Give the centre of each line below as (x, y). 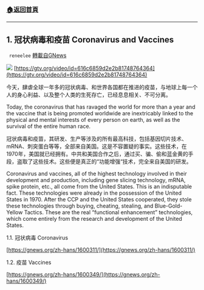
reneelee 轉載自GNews (38, 55)
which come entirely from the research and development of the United (94, 219)
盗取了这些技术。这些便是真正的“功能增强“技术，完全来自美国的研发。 (104, 161)
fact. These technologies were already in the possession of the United (94, 193)
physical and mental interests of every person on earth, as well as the (93, 120)
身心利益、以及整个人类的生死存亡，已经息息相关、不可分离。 (94, 95)
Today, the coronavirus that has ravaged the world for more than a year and (101, 107)
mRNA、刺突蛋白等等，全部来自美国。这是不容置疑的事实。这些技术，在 (97, 146)
